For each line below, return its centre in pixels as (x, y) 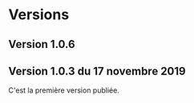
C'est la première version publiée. (64, 90)
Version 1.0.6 (42, 44)
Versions (39, 15)
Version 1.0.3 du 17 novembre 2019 (97, 71)
